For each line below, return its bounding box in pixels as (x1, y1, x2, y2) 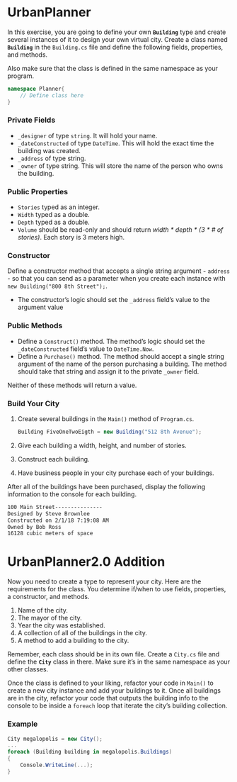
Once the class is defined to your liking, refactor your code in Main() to (7, 678, 214, 688)
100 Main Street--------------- (7, 503, 103, 510)
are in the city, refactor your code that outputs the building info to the (7, 694, 209, 703)
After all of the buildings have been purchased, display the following (7, 482, 206, 491)
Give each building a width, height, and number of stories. (17, 441, 187, 449)
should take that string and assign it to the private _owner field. (17, 367, 200, 376)
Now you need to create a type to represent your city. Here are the (7, 577, 202, 586)
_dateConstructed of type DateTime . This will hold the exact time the (17, 139, 214, 147)
